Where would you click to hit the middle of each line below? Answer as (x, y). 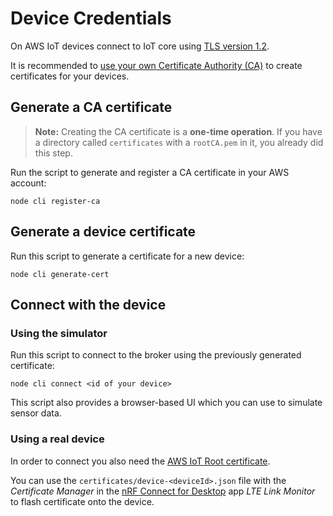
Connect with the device (88, 304)
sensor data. (36, 413)
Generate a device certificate (103, 232)
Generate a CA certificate (91, 107)
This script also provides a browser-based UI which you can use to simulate (166, 403)
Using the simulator (59, 333)
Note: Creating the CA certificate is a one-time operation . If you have (178, 131)
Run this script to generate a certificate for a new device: (127, 256)
